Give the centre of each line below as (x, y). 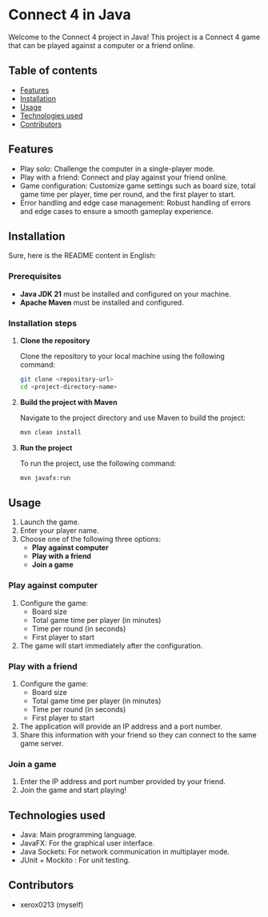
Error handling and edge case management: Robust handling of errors (135, 203)
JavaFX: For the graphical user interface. (87, 842)
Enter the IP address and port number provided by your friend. (123, 782)
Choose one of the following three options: (90, 539)
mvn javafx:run (45, 478)
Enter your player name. (59, 531)
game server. (42, 743)
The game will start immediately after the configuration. (111, 645)
